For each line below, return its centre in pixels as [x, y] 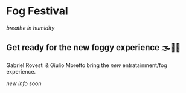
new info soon [24, 83]
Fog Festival [37, 11]
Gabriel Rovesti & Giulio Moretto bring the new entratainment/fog [87, 65]
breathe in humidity [30, 28]
